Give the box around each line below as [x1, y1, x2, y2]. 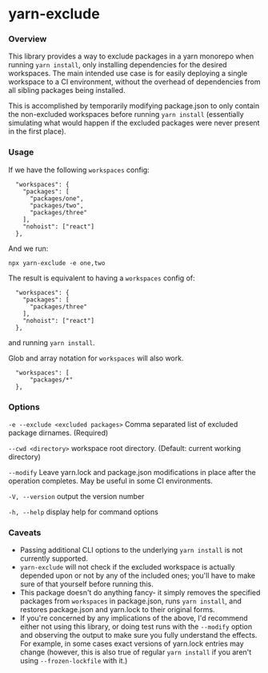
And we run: [8, 244, 49, 253]
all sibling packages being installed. [8, 86, 126, 95]
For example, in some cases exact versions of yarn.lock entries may [19, 639, 244, 649]
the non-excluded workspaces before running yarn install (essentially [8, 110, 244, 119]
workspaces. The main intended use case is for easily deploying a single [8, 69, 248, 79]
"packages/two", [29, 201, 84, 209]
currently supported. [19, 554, 88, 563]
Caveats [8, 527, 42, 538]
